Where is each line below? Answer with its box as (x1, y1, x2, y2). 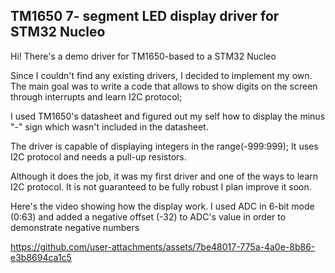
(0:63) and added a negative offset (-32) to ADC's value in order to (10, 210, 287, 223)
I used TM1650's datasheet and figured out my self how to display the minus (10, 110, 326, 122)
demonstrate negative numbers (10, 221, 140, 233)
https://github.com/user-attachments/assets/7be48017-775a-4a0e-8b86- (10, 240, 316, 253)
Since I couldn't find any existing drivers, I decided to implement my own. (10, 69, 313, 81)
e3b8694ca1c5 (10, 251, 72, 263)
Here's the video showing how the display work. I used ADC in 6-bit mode (10, 200, 315, 212)
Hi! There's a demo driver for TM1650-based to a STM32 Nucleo (10, 50, 277, 62)
